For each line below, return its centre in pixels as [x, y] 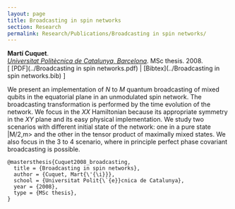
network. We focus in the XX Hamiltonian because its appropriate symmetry [117, 112]
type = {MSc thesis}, [46, 193]
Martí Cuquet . [28, 53]
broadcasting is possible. [44, 149]
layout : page [26, 14]
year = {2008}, [36, 187]
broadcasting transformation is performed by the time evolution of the [109, 104]
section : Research [34, 27]
